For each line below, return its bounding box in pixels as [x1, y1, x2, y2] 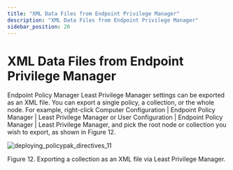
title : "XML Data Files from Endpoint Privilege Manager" [7, 10, 180, 17]
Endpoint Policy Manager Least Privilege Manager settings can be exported [7, 91, 225, 100]
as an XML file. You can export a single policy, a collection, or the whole [7, 98, 215, 107]
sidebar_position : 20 [7, 23, 71, 30]
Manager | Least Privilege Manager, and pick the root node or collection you [7, 121, 227, 129]
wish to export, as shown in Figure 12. [7, 128, 116, 137]
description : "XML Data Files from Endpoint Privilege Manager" [7, 17, 199, 24]
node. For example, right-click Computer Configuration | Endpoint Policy [7, 106, 216, 114]
